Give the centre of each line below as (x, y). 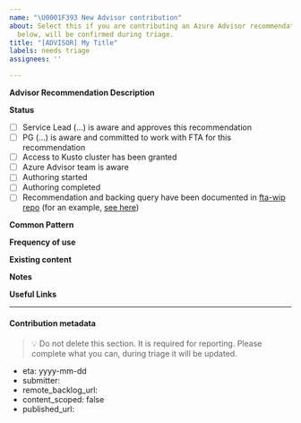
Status (22, 110)
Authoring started (55, 177)
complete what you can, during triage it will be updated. (134, 353)
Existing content (40, 260)
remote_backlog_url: (60, 390)
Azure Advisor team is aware (76, 168)
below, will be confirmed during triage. (96, 34)
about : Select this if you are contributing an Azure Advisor (128, 26)
